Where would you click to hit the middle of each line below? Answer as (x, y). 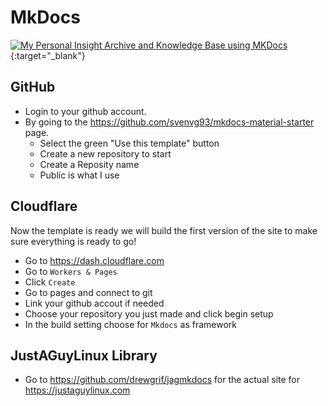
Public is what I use (79, 175)
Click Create (50, 282)
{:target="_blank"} (48, 55)
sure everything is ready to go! (73, 241)
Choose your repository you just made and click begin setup (149, 313)
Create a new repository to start (105, 153)
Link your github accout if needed (94, 303)
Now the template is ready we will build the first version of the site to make (164, 230)
